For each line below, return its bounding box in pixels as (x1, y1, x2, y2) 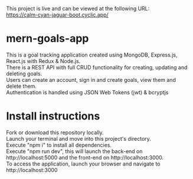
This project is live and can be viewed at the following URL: (6, 5, 150, 12)
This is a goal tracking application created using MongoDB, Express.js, (6, 51, 178, 58)
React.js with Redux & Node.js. (6, 57, 81, 64)
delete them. (6, 82, 37, 89)
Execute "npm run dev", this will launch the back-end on (6, 147, 143, 155)
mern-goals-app (6, 32, 89, 45)
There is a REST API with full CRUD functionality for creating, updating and (6, 64, 188, 71)
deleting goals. (6, 70, 42, 77)
